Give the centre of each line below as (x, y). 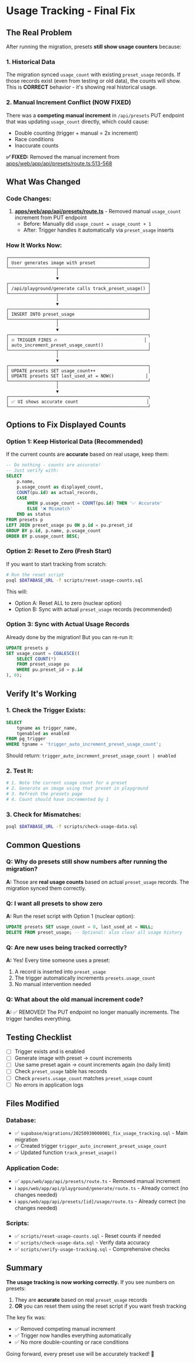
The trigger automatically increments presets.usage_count (85, 978)
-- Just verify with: (33, 471)
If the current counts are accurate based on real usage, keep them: (88, 455)
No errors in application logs (49, 1085)
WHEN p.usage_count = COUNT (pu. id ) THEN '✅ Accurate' (95, 503)
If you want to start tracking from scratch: (56, 564)
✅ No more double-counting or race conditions (72, 1342)
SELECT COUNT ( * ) (37, 659)
